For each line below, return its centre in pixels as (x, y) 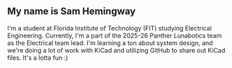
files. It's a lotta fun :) (38, 58)
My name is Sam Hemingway (72, 11)
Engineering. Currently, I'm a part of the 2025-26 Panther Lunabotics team (115, 35)
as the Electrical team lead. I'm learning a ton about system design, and (110, 43)
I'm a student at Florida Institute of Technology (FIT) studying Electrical (109, 28)
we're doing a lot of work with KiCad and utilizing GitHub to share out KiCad (116, 50)
